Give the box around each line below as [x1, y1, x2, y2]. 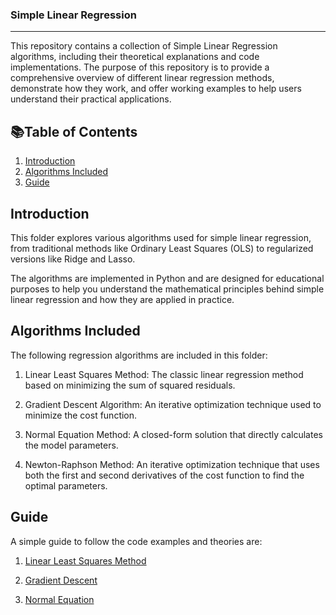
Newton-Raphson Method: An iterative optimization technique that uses [24, 458, 320, 470]
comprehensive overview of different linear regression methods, [10, 72, 275, 84]
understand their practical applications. [10, 93, 172, 105]
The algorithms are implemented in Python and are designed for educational [10, 272, 325, 284]
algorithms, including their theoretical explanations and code [10, 51, 260, 63]
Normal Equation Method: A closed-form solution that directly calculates [24, 428, 323, 440]
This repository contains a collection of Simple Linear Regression [10, 40, 278, 52]
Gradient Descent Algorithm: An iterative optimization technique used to [24, 398, 322, 410]
